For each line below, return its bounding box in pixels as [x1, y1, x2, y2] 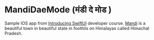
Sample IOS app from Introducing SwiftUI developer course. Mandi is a [4, 20, 146, 26]
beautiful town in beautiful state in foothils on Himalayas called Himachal [4, 25, 150, 31]
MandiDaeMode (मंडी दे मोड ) [4, 4, 112, 15]
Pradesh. [4, 30, 23, 36]
